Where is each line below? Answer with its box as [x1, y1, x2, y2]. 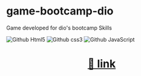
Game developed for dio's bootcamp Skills [6, 24, 112, 31]
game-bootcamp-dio [6, 4, 114, 18]
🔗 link [87, 57, 116, 71]
